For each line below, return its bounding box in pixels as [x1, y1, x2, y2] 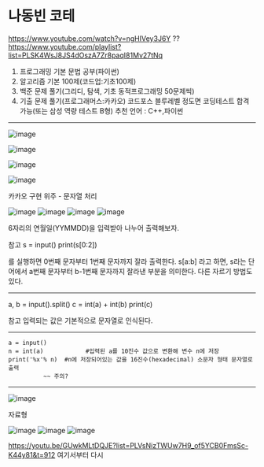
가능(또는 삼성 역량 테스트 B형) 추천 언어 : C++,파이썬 [19, 106, 184, 115]
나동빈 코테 [8, 7, 75, 25]
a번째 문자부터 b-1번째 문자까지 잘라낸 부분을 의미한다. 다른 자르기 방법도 [28, 266, 253, 276]
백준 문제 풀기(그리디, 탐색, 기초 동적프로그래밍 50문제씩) [19, 86, 195, 95]
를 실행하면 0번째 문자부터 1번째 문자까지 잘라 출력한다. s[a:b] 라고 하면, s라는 [8, 257, 247, 266]
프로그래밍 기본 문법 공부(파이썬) [19, 66, 120, 76]
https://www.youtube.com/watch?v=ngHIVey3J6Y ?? [8, 33, 181, 43]
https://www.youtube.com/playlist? [8, 42, 122, 51]
